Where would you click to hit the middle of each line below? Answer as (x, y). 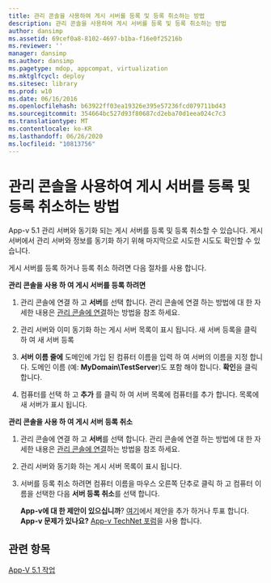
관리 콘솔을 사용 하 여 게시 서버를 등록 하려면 (77, 285)
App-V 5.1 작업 (32, 570)
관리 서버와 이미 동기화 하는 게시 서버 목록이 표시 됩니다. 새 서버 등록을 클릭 (138, 330)
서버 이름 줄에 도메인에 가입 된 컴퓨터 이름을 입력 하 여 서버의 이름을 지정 (134, 357)
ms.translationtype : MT (49, 121)
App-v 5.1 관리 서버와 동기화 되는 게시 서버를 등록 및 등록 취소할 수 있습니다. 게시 (136, 231)
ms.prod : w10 (30, 91)
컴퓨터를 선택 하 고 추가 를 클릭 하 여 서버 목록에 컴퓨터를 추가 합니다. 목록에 (140, 394)
